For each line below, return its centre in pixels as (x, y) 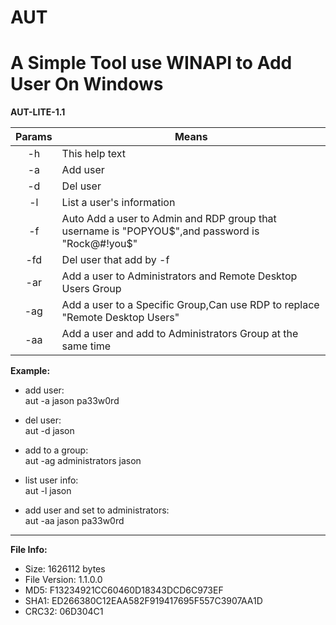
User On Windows (87, 84)
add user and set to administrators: (97, 510)
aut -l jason (48, 491)
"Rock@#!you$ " (99, 244)
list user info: (51, 480)
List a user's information (118, 203)
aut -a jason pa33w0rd (72, 401)
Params (34, 137)
